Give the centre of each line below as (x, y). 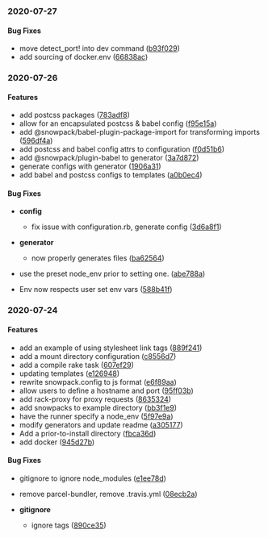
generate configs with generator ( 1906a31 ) (90, 166)
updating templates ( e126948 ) (69, 373)
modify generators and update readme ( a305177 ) (101, 424)
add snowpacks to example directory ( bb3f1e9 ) (98, 407)
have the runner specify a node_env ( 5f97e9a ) (96, 416)
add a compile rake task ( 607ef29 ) (77, 365)
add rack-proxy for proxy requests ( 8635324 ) (95, 399)
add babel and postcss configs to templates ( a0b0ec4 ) (111, 175)
